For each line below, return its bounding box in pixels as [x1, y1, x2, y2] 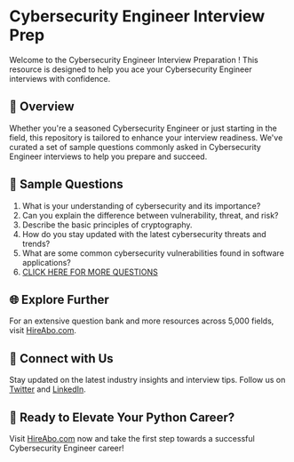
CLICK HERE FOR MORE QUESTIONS [21, 267, 158, 277]
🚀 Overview [9, 100, 75, 115]
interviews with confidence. [9, 73, 111, 84]
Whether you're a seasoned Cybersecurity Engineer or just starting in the [9, 123, 278, 133]
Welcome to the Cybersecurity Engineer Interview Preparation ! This [9, 54, 259, 65]
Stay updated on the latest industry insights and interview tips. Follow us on [9, 375, 286, 386]
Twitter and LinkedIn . [9, 384, 86, 394]
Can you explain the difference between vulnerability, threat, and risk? [21, 210, 279, 220]
